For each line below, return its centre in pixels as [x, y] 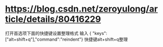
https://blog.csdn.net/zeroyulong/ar [81, 9]
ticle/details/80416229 [53, 19]
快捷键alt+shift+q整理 [106, 39]
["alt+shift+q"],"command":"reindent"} [44, 39]
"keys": [100, 33]
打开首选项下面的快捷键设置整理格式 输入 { [48, 33]
